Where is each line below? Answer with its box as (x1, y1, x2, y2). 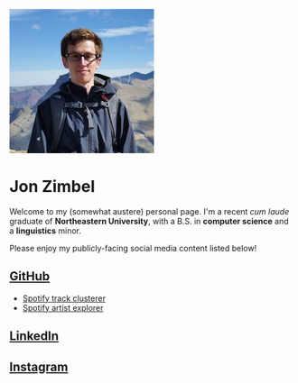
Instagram (9, 359, 69, 374)
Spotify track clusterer (22, 293, 107, 304)
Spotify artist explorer (22, 302, 104, 313)
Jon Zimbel (9, 177, 96, 197)
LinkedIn (9, 329, 60, 344)
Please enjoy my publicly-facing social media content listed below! (9, 242, 257, 253)
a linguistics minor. (9, 225, 81, 236)
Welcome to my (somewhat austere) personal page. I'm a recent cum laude (9, 205, 290, 216)
